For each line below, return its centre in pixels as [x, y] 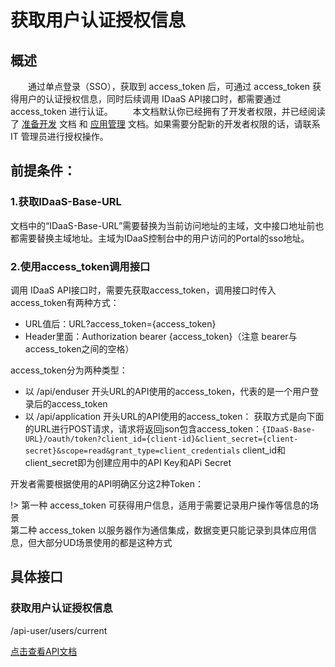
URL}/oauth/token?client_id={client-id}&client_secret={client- [161, 439]
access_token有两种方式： [65, 302]
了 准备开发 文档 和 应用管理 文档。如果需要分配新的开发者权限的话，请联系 [165, 124]
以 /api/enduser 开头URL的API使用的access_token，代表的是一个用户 [167, 391]
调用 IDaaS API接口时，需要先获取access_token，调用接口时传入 [143, 290]
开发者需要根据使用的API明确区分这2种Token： [107, 483]
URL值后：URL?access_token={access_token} [120, 323]
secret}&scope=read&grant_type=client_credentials [132, 451]
